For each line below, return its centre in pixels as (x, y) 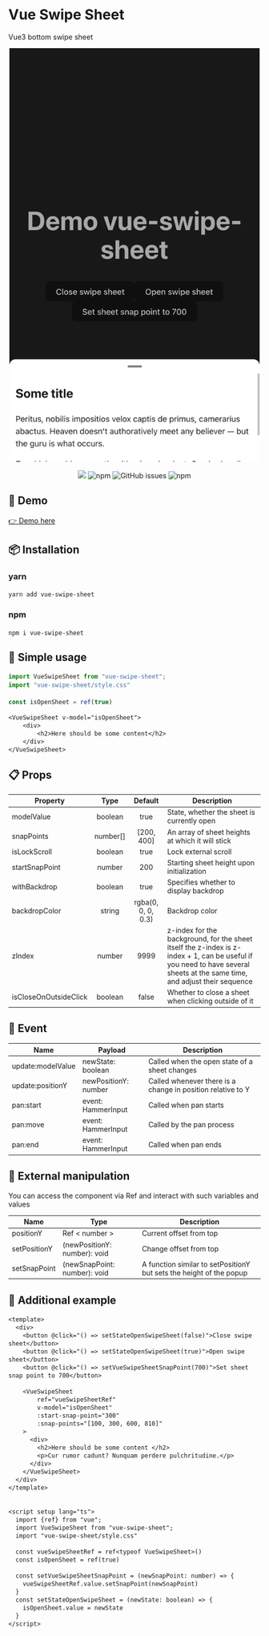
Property (50, 801)
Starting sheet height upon (211, 863)
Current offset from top (180, 1233)
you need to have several (208, 964)
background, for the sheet (210, 938)
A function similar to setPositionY (196, 1264)
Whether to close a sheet (208, 993)
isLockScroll (32, 852)
